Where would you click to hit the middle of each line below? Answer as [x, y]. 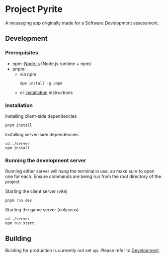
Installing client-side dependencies [41, 116]
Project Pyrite [34, 9]
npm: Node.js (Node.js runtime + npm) [52, 64]
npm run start [20, 223]
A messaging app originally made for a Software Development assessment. [82, 23]
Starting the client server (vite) [37, 191]
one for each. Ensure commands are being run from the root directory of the [83, 176]
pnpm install [19, 125]
